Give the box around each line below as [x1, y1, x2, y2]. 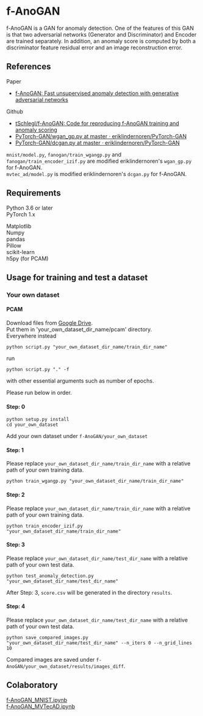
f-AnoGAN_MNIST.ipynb [6, 696, 68, 703]
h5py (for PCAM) [6, 255, 49, 262]
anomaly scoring [15, 126, 58, 133]
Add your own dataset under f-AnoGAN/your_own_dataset [6, 433, 148, 440]
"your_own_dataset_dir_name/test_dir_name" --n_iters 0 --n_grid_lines [6, 640, 192, 647]
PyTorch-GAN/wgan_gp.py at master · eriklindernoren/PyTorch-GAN [15, 132, 187, 140]
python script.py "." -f [6, 367, 69, 373]
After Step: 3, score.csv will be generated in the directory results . [6, 589, 173, 596]
